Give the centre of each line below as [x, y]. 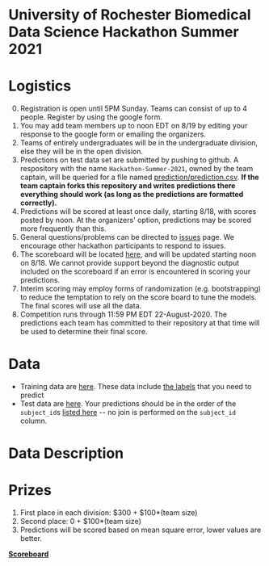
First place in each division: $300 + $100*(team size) [109, 513]
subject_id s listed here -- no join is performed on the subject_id [128, 413]
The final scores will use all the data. [81, 306]
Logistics [40, 86]
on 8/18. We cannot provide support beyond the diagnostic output [130, 263]
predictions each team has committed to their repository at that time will [140, 323]
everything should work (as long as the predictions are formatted [132, 195]
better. [31, 539]
